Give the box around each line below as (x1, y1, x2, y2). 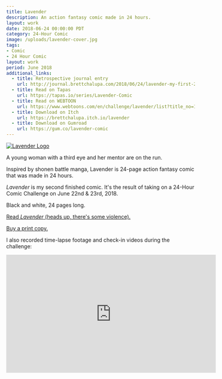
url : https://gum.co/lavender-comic (17, 126, 109, 132)
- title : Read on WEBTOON (11, 98, 77, 104)
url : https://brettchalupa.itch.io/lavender (17, 115, 130, 121)
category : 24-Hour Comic (6, 31, 68, 37)
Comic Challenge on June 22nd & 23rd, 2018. (6, 190, 118, 197)
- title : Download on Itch (11, 109, 79, 115)
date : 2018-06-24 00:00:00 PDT (6, 25, 84, 32)
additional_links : (6, 70, 52, 76)
